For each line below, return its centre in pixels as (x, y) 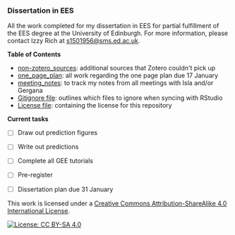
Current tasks (28, 119)
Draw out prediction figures (57, 133)
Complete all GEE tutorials (55, 161)
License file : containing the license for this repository (95, 106)
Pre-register (35, 175)
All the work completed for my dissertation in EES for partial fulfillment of (113, 26)
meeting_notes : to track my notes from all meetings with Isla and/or (115, 83)
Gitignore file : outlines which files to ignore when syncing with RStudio (120, 98)
